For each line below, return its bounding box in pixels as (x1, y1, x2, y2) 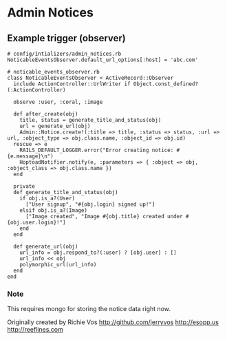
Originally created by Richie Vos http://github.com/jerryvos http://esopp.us (7, 318, 219, 326)
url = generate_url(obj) (19, 123, 91, 129)
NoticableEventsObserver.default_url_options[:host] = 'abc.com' (7, 56, 198, 63)
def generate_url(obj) (13, 243, 78, 250)
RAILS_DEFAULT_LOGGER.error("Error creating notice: (19, 147, 174, 153)
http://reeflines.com (7, 326, 63, 334)
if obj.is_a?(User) (19, 195, 76, 202)
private (13, 183, 36, 190)
